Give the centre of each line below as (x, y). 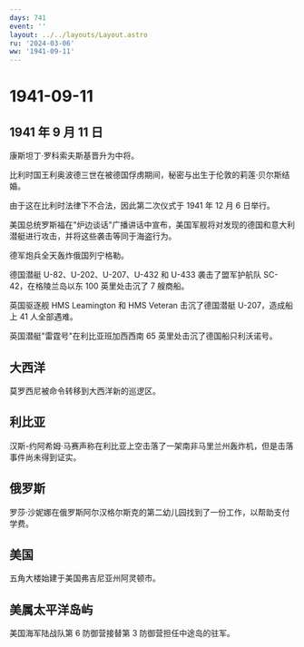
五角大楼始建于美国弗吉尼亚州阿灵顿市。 (85, 578)
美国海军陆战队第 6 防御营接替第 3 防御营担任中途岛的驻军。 (123, 633)
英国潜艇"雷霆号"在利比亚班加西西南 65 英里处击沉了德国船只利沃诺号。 (143, 336)
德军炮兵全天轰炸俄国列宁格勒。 (69, 256)
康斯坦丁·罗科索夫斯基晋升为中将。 (74, 156)
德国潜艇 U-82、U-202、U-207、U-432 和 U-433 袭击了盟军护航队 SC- (144, 275)
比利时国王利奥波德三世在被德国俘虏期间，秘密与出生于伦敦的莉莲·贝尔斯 (146, 175)
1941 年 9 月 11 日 (56, 132)
